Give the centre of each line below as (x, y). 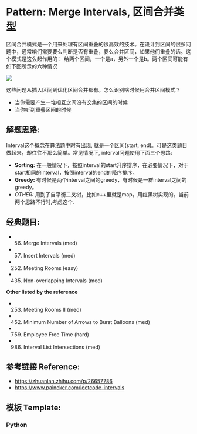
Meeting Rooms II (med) (52, 309)
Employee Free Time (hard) (56, 334)
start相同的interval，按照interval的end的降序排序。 (76, 172)
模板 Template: (34, 407)
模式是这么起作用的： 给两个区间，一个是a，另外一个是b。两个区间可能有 (100, 59)
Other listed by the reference (42, 292)
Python (17, 425)
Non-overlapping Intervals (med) (63, 281)
